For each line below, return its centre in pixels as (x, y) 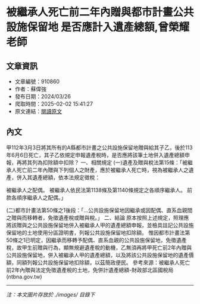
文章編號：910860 (37, 82)
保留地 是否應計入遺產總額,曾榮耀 (108, 27)
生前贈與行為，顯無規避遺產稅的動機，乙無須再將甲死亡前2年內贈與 (109, 247)
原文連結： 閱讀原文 (38, 111)
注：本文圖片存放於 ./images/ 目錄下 (51, 294)
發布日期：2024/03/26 (43, 96)
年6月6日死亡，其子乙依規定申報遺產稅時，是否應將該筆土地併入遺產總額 (96, 155)
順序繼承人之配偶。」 (41, 197)
